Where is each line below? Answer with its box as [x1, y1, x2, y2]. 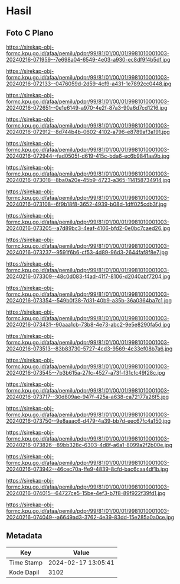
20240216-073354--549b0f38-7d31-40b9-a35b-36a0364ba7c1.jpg [6, 297, 172, 304]
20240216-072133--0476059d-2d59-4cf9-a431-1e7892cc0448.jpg [6, 80, 172, 87]
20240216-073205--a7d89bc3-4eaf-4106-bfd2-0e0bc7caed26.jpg [6, 225, 171, 232]
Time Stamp [9, 559, 43, 567]
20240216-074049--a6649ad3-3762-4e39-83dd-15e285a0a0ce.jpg [6, 514, 175, 521]
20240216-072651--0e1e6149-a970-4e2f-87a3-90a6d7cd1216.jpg [6, 104, 168, 111]
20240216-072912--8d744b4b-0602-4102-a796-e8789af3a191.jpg [6, 129, 170, 135]
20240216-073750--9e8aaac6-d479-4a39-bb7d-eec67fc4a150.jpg [6, 417, 171, 425]
